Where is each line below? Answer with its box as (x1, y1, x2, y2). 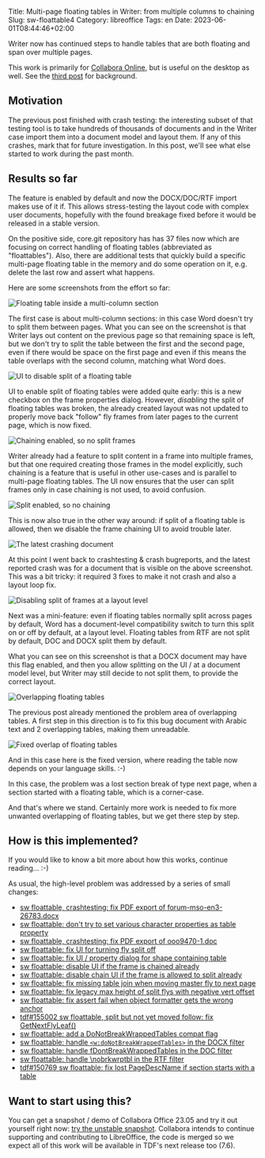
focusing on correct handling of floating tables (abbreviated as (8, 242, 212, 252)
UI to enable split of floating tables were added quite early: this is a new (8, 387, 242, 396)
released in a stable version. (8, 218, 100, 228)
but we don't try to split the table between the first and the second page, (8, 339, 245, 348)
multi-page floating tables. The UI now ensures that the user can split (8, 476, 235, 486)
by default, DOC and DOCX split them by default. (8, 636, 168, 645)
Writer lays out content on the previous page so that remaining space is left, (8, 330, 256, 340)
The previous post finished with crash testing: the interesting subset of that (8, 115, 253, 125)
